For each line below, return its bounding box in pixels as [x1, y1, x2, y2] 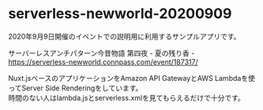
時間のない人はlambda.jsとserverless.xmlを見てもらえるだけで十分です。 [8, 93, 245, 102]
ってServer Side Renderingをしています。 [8, 83, 143, 93]
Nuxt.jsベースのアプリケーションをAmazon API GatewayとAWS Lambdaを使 [8, 73, 255, 82]
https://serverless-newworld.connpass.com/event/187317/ [8, 57, 199, 67]
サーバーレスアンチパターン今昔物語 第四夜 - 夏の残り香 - [8, 48, 195, 57]
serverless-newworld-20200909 [8, 5, 232, 23]
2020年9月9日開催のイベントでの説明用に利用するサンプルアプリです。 [8, 31, 241, 41]
